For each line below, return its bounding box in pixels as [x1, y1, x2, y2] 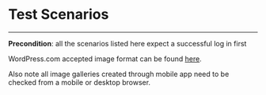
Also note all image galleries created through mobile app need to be [8, 69, 230, 79]
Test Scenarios [8, 5, 109, 24]
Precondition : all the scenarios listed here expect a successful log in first [8, 38, 247, 48]
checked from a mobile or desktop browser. [8, 77, 151, 87]
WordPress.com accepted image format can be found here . [8, 53, 202, 64]
